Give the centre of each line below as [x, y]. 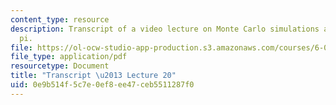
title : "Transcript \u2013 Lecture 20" [93, 76]
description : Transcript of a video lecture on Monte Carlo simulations [165, 29]
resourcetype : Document [60, 66]
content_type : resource [60, 19]
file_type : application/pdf [69, 57]
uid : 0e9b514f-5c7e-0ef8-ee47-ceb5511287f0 [102, 85]
